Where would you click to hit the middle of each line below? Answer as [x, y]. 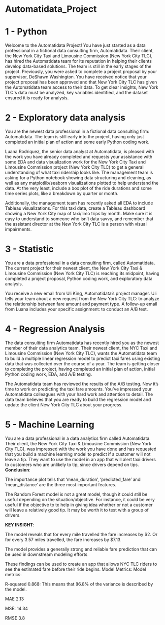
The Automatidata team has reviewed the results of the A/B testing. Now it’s [82, 384]
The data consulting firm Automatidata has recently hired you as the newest [82, 343]
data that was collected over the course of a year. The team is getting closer [82, 363]
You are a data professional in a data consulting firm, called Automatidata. [80, 263]
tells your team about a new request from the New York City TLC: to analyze [82, 299]
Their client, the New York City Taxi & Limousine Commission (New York [78, 443]
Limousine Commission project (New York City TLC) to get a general [74, 167]
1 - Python [26, 32]
